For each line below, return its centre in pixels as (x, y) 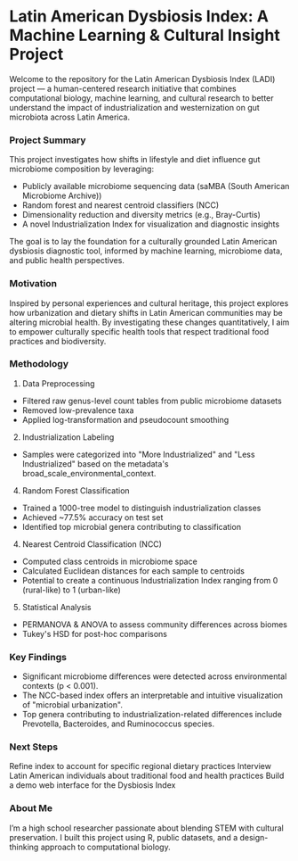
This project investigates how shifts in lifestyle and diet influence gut (135, 160)
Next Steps (34, 747)
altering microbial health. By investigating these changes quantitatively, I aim (149, 322)
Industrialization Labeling (68, 437)
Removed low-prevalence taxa (78, 410)
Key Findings (38, 657)
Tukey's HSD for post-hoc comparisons (94, 633)
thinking (24, 847)
